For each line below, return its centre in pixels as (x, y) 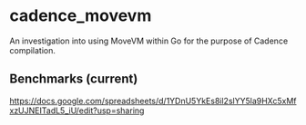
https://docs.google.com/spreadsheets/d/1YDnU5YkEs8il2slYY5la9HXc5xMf (153, 101)
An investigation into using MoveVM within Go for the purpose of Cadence (149, 41)
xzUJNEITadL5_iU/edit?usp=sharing (77, 111)
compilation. (33, 50)
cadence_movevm (81, 16)
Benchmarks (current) (74, 79)
